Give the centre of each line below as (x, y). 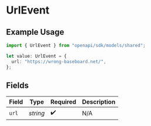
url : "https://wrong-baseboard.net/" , (59, 62)
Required (63, 102)
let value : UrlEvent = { (36, 56)
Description (99, 102)
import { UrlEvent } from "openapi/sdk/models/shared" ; (76, 45)
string (37, 113)
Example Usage (35, 32)
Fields (18, 85)
